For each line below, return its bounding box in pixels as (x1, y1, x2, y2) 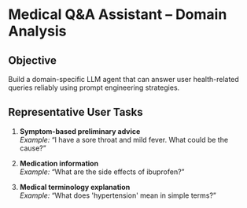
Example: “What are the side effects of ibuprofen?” (19, 167, 185, 176)
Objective (8, 54, 57, 67)
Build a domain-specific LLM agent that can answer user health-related (8, 75, 240, 84)
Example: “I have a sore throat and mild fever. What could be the (19, 135, 229, 144)
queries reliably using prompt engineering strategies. (8, 83, 180, 92)
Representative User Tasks (8, 106, 143, 119)
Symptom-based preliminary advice (19, 126, 141, 136)
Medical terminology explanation (19, 182, 131, 191)
